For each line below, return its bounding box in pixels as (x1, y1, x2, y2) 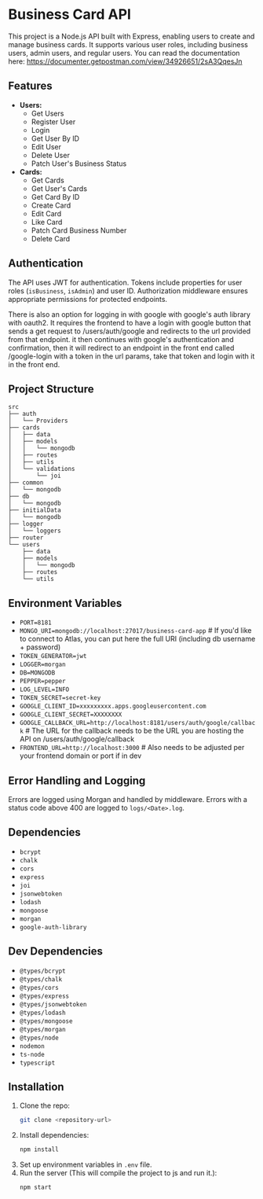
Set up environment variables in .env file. (19, 1160, 152, 1169)
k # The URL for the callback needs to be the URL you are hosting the (19, 726, 244, 736)
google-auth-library (19, 923, 87, 931)
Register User (31, 116, 76, 127)
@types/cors (19, 984, 59, 991)
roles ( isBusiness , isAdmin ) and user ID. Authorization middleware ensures (8, 285, 249, 296)
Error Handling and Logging (8, 774, 146, 787)
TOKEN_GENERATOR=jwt (19, 653, 87, 660)
